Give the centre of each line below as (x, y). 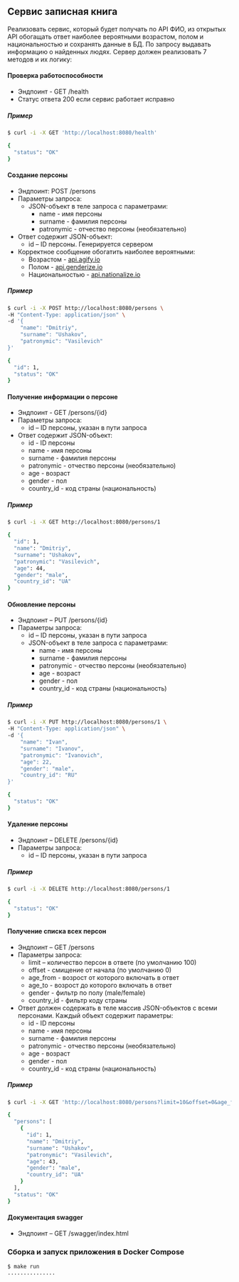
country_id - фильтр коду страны (78, 1000)
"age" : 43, (42, 1161)
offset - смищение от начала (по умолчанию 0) (100, 970)
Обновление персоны (42, 604)
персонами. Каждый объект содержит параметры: (95, 1015)
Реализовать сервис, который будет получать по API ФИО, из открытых (117, 29)
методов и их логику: (40, 59)
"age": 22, (36, 762)
